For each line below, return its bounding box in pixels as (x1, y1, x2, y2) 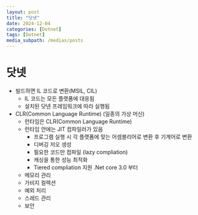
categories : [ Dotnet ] (6, 26, 62, 32)
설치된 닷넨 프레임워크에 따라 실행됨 (24, 102, 110, 110)
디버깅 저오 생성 (33, 140, 72, 148)
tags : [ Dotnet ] (6, 32, 45, 38)
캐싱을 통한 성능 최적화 (33, 156, 88, 163)
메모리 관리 (24, 171, 51, 178)
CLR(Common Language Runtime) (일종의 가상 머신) (15, 110, 145, 117)
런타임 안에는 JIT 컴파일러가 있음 (24, 125, 103, 132)
